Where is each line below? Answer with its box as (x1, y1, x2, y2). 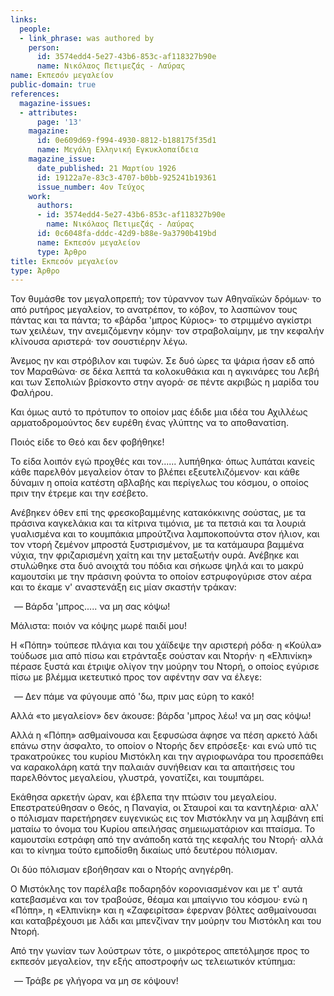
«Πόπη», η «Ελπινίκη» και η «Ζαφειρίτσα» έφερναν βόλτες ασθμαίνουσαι (10, 904, 317, 916)
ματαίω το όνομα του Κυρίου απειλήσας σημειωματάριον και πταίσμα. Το (10, 823, 316, 835)
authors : (36, 201, 74, 211)
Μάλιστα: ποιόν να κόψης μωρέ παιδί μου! (10, 620, 188, 632)
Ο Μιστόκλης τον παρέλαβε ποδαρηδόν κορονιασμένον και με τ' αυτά (10, 883, 303, 895)
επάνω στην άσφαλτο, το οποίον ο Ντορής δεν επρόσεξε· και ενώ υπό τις (10, 740, 317, 752)
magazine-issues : (19, 98, 92, 108)
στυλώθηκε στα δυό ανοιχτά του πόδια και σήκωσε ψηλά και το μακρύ (10, 560, 305, 572)
